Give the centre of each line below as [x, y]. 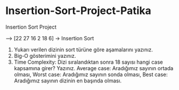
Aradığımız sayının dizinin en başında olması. [68, 81]
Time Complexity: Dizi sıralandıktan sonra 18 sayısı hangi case [88, 62]
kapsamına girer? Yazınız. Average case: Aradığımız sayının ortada [94, 68]
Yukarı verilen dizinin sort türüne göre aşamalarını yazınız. [83, 49]
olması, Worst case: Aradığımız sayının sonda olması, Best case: [91, 74]
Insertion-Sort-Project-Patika [78, 11]
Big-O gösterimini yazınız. [45, 56]
